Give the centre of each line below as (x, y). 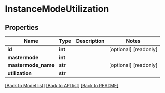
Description (90, 41)
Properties (22, 27)
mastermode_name (31, 65)
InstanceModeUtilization (57, 9)
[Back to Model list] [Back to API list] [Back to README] (62, 85)
